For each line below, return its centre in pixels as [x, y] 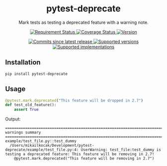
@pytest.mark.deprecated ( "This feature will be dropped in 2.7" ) [74, 100]
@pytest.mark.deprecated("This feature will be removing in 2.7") [84, 159]
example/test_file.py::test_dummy [41, 141]
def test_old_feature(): [31, 105]
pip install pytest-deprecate [37, 74]
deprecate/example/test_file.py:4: [42, 150]
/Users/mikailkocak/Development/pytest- [52, 146]
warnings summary [23, 133]
